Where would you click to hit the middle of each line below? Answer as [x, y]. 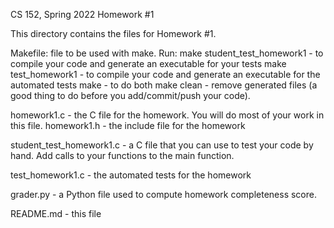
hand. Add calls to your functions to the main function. [122, 155]
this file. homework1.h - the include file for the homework [128, 125]
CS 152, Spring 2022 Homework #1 [82, 14]
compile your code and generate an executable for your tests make [148, 63]
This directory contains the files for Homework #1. [113, 33]
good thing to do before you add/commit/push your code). [130, 95]
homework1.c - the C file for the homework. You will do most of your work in [167, 115]
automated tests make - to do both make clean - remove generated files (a [164, 85]
